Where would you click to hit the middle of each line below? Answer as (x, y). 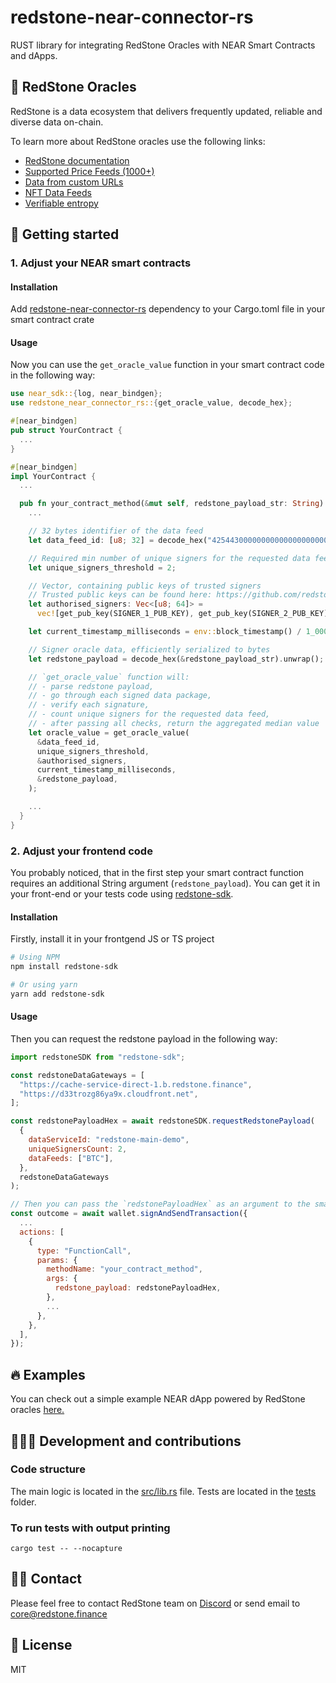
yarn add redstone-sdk (57, 994)
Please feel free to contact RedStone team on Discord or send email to (155, 1603)
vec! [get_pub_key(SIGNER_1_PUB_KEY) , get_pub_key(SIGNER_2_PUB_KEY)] (184, 614)
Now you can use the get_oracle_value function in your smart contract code (167, 365)
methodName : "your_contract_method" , (124, 1269)
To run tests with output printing (90, 1528)
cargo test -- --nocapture (66, 1549)
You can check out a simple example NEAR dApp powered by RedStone (158, 1399)
